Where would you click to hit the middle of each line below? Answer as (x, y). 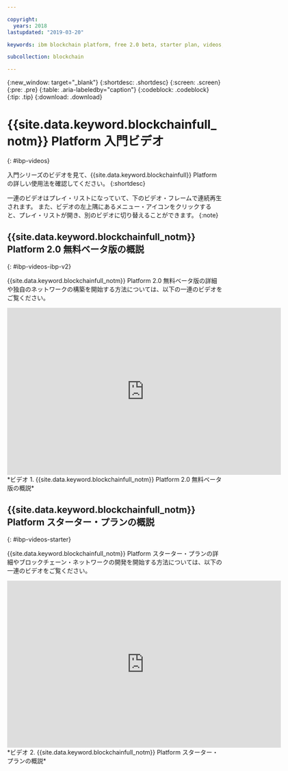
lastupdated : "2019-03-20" (45, 32)
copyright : (23, 19)
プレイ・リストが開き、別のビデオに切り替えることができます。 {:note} (119, 215)
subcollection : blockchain (45, 57)
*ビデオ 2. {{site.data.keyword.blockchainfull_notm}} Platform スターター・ (113, 752)
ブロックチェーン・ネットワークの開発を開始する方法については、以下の (120, 562)
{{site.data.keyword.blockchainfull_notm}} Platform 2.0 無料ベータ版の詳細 (112, 280)
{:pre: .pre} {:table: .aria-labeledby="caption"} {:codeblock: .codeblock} (108, 90)
